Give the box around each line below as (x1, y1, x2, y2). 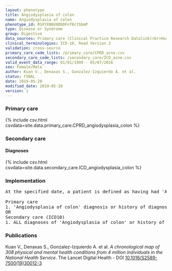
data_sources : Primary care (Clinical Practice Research (5, 36, 130, 41)
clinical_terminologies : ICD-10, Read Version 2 (5, 41, 111, 46)
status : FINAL (5, 74, 36, 79)
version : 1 (5, 88, 29, 94)
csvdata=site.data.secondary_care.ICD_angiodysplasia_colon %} (5, 164, 142, 170)
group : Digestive (5, 31, 42, 36)
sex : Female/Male (5, 64, 42, 70)
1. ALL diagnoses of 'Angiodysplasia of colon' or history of (5, 219, 165, 225)
